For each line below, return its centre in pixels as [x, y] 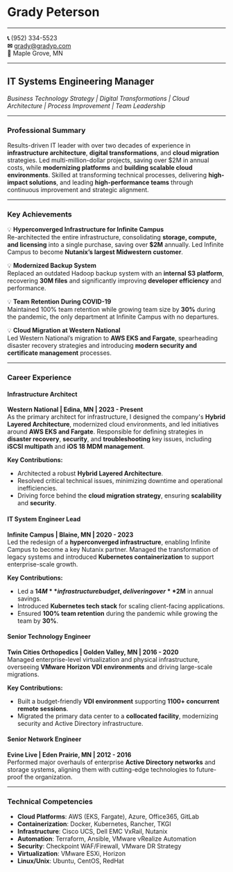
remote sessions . [43, 708]
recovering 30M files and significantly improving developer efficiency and [114, 281]
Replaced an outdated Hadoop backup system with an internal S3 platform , [115, 274]
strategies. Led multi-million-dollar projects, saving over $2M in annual [108, 160]
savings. [29, 598]
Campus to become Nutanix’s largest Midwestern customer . [95, 252]
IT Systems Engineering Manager [81, 82]
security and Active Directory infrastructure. [80, 723]
